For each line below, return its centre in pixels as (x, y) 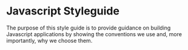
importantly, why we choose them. (49, 40)
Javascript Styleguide (63, 11)
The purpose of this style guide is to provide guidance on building (89, 28)
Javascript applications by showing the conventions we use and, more (94, 34)
